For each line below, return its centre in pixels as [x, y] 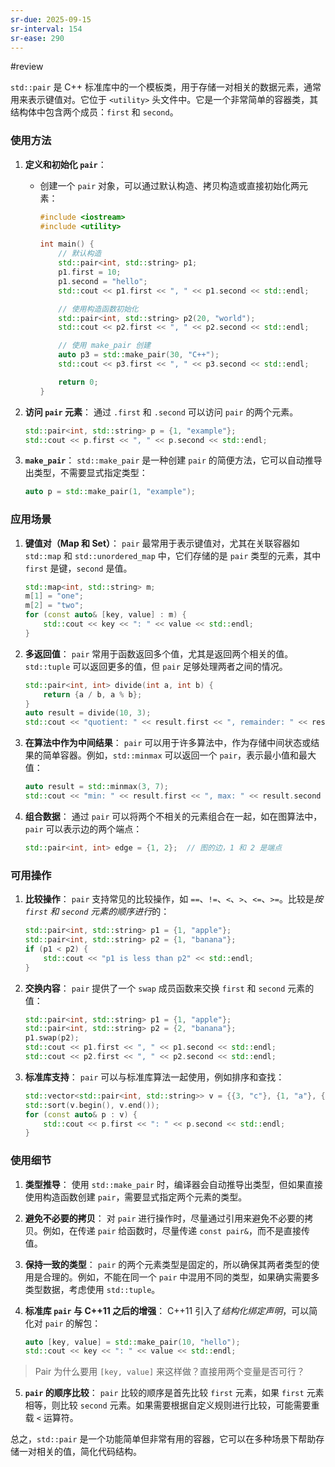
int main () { [67, 244]
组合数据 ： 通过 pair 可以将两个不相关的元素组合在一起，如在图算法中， [173, 816]
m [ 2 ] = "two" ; [54, 606]
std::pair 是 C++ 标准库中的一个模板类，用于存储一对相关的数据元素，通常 [166, 87]
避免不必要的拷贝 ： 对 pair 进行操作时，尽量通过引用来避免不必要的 [164, 1218]
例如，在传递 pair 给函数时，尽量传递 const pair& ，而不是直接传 [176, 1230]
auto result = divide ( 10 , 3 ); [88, 713]
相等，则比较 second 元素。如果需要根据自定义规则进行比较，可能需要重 [172, 1405]
